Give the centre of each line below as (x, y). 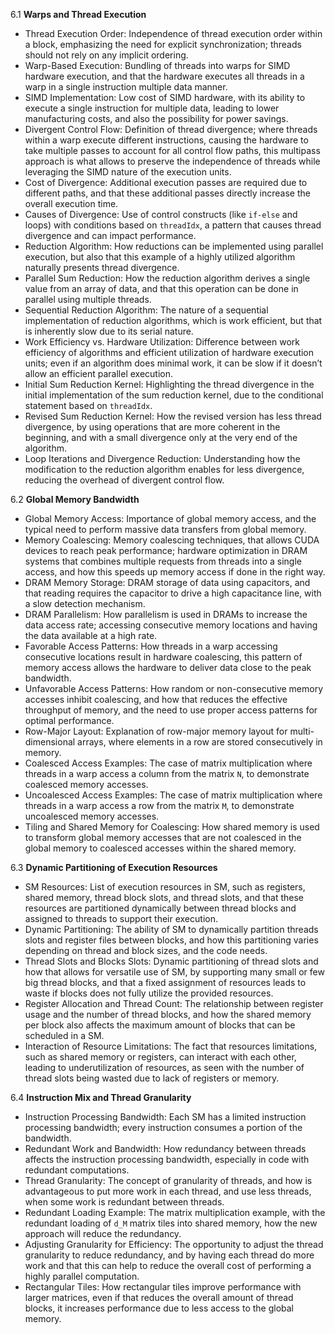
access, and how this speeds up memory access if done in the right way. (175, 572)
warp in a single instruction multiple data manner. (126, 87)
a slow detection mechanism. (85, 603)
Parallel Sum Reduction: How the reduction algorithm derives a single (167, 278)
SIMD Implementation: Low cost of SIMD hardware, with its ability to (165, 97)
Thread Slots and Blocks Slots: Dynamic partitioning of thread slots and (171, 961)
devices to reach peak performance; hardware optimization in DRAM (166, 550)
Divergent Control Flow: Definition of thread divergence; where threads (171, 129)
